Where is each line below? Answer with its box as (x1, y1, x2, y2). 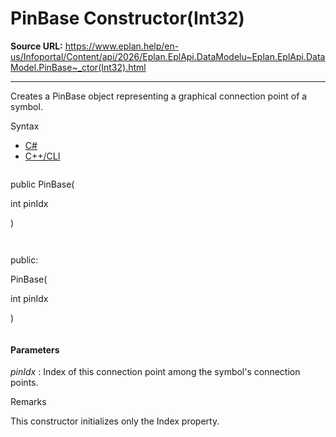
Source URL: (10, 40, 63, 52)
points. (10, 377, 39, 389)
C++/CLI (24, 150, 61, 162)
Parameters (10, 343, 60, 356)
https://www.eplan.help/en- (64, 40, 180, 52)
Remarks (10, 396, 47, 408)
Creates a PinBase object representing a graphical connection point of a (10, 90, 308, 102)
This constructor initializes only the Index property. (10, 415, 220, 427)
